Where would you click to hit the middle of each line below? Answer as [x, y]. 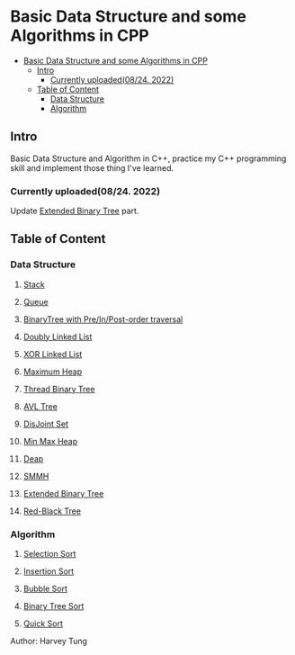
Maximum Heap [53, 372]
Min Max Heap [50, 441]
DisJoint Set [45, 424]
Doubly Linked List [58, 336]
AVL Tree [40, 406]
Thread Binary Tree [59, 389]
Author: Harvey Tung [49, 642]
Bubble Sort [45, 589]
